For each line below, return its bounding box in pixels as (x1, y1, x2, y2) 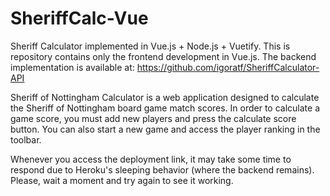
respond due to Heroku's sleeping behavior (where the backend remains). (10, 163, 315, 176)
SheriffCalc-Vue (10, 7, 149, 30)
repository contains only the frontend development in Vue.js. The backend (10, 50, 317, 62)
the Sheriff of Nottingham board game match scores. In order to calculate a (10, 102, 321, 114)
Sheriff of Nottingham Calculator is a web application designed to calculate (10, 91, 320, 103)
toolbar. (10, 133, 42, 146)
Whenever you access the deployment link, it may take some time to (10, 153, 292, 165)
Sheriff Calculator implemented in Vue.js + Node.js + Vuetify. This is (10, 40, 291, 52)
